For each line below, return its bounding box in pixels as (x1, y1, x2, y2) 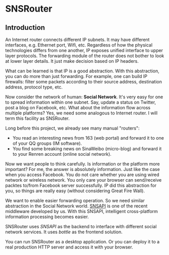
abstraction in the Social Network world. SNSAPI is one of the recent (5, 203, 148, 209)
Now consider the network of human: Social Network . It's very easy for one (5, 94, 163, 100)
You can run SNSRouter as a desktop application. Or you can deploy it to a (5, 239, 160, 244)
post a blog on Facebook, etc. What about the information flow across (5, 105, 150, 110)
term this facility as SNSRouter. (5, 115, 70, 121)
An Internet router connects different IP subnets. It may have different (5, 36, 150, 42)
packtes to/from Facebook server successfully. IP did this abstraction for (5, 183, 157, 188)
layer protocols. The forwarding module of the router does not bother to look (5, 53, 164, 59)
